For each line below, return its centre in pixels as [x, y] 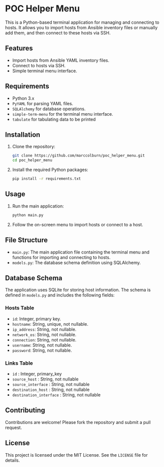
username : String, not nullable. [42, 345]
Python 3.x [23, 98]
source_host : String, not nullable [45, 379]
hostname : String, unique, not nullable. [50, 324]
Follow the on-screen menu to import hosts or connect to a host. [78, 224]
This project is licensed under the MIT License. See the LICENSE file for [76, 455]
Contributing [25, 410]
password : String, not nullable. [42, 350]
